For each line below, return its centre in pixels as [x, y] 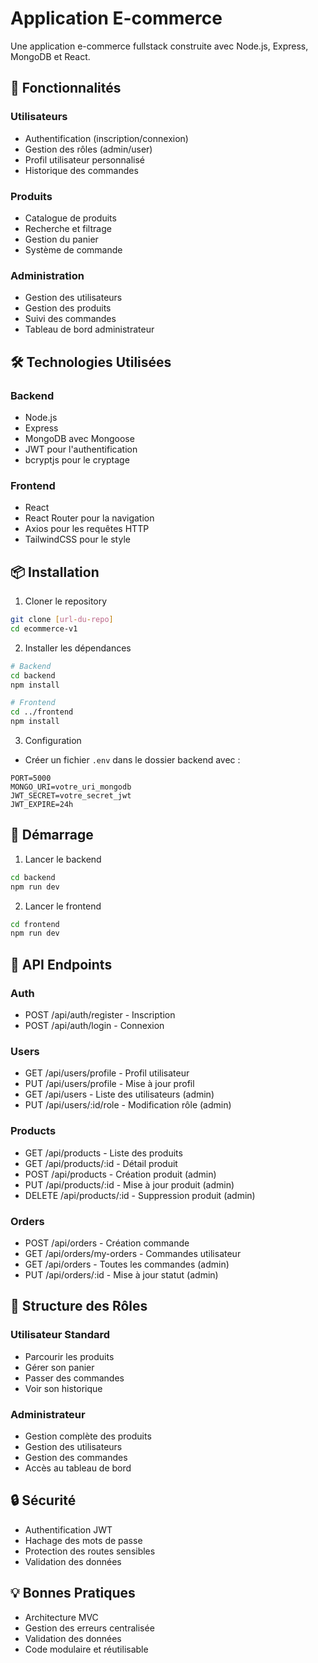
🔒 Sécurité [43, 1500]
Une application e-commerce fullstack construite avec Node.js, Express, [159, 46]
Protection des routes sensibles [90, 1551]
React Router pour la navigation [89, 518]
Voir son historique [63, 1388]
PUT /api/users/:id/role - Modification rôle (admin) [128, 1105]
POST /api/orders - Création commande [107, 1243]
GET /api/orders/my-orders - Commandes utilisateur [133, 1253]
